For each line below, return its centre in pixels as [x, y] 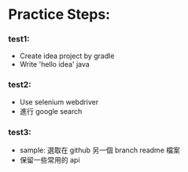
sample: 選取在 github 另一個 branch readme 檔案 [100, 150]
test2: [20, 85]
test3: [20, 132]
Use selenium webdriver [59, 102]
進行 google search [51, 111]
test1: [19, 39]
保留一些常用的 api [50, 160]
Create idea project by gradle [67, 56]
